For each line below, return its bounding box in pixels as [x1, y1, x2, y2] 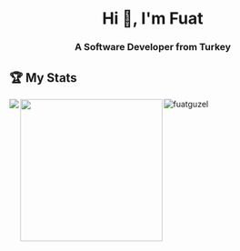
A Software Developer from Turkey [74, 41, 232, 54]
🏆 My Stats [9, 70, 77, 85]
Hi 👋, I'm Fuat [102, 8, 204, 29]
